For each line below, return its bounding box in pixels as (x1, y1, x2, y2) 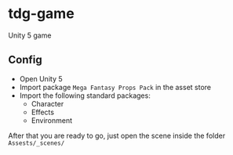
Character (31, 99, 64, 108)
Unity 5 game (8, 31, 52, 40)
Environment (31, 115, 73, 125)
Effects (31, 107, 55, 117)
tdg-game (8, 5, 75, 23)
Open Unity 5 (19, 74, 63, 83)
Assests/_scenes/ (8, 139, 65, 147)
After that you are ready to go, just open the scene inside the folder (8, 131, 226, 140)
